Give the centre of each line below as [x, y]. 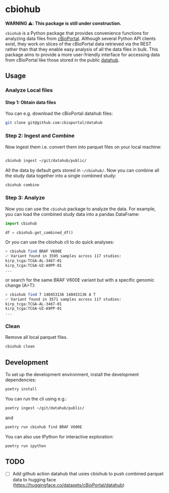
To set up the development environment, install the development [72, 375]
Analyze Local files [29, 91]
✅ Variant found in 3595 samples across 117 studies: [64, 256]
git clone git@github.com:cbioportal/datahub [54, 123]
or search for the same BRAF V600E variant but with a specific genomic [80, 280]
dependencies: [21, 380]
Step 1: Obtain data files [31, 102]
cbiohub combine [22, 185]
